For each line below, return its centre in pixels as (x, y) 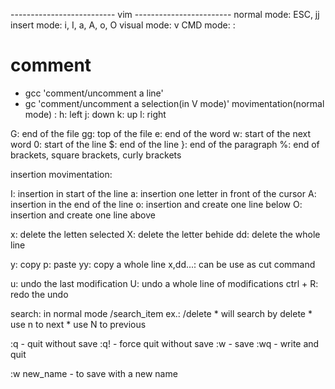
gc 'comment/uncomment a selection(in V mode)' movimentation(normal (174, 103)
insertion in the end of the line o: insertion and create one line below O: (156, 204)
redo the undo (39, 294)
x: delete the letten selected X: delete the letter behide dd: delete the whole (165, 234)
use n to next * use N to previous (78, 324)
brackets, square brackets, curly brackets (96, 155)
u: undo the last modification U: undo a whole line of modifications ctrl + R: (164, 283)
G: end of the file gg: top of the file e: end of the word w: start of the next (161, 133)
